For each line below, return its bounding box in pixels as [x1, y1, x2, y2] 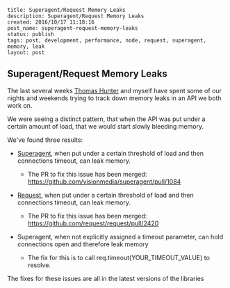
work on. [7, 101, 33, 109]
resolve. [27, 261, 51, 269]
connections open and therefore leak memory [17, 240, 149, 248]
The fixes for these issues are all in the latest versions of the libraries [7, 274, 204, 282]
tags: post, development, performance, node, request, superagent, [7, 37, 207, 44]
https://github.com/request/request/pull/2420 [27, 219, 159, 227]
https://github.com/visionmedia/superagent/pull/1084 [27, 177, 181, 186]
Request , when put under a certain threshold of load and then [17, 191, 195, 199]
